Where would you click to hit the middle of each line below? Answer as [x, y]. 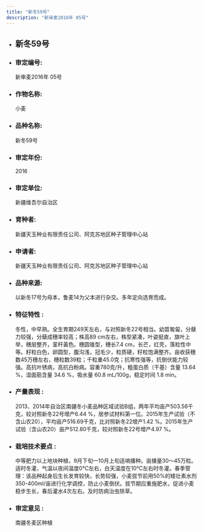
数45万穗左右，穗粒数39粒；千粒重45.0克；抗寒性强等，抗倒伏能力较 [101, 359]
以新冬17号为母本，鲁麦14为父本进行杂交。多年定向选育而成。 [92, 297]
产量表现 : [29, 392]
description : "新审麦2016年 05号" [48, 18]
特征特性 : [29, 315]
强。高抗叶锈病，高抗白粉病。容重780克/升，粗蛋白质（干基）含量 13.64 [105, 367]
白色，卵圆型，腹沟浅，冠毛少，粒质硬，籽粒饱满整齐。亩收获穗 [116, 352]
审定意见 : [29, 508]
